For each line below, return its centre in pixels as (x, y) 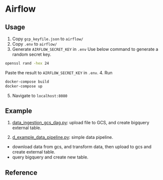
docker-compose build (27, 82)
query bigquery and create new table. (50, 157)
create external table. (34, 152)
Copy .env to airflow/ (35, 44)
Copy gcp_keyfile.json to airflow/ (48, 39)
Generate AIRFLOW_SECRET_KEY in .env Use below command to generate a (85, 49)
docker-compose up (24, 86)
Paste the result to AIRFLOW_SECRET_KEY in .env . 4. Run (59, 72)
